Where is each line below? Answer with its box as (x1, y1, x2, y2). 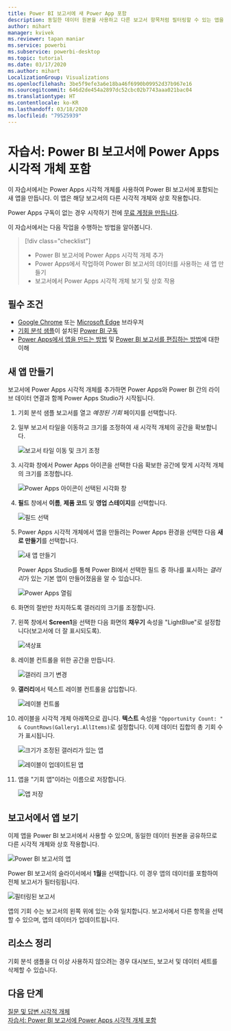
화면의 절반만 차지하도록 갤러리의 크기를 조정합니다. (17, 604, 156, 612)
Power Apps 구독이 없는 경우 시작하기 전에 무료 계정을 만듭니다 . (8, 208, 179, 216)
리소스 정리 (8, 938, 52, 949)
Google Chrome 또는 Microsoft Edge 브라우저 (17, 318, 144, 326)
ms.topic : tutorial (8, 55, 64, 62)
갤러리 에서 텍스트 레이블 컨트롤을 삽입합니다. (17, 685, 138, 694)
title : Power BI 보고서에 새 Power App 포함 (8, 10, 127, 17)
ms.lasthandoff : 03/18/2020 (8, 106, 88, 113)
